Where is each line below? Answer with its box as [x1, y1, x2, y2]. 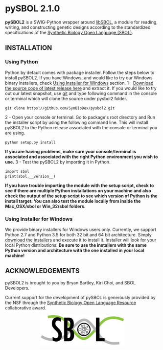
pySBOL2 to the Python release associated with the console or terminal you [5, 124, 158, 130]
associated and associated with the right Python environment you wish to [5, 154, 158, 160]
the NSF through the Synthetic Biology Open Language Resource [5, 300, 136, 305]
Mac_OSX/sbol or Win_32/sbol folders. [5, 203, 86, 209]
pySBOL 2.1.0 [5, 3, 60, 14]
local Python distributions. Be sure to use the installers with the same [5, 242, 147, 248]
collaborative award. [5, 304, 47, 311]
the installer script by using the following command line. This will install [5, 119, 148, 125]
